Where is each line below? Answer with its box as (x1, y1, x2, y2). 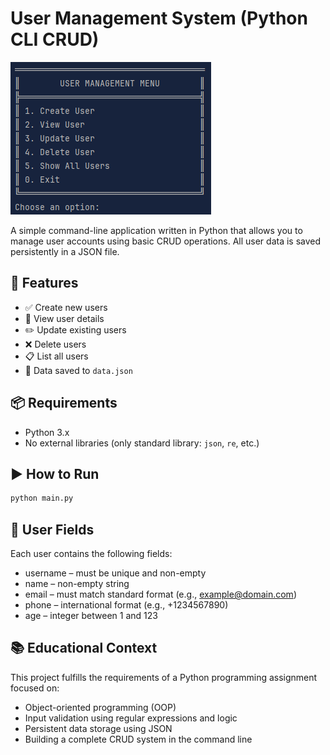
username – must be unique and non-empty (24, 567, 207, 579)
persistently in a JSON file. (10, 245, 120, 257)
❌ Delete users (24, 338, 87, 350)
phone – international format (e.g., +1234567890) (24, 599, 229, 611)
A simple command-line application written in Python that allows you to (10, 224, 303, 236)
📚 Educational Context (10, 640, 158, 657)
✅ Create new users (24, 301, 108, 313)
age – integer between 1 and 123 (24, 610, 158, 622)
